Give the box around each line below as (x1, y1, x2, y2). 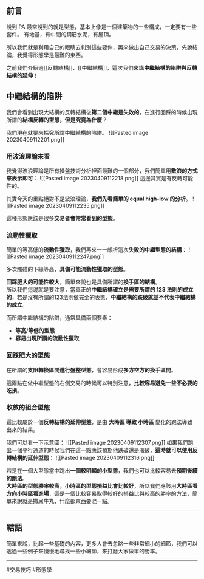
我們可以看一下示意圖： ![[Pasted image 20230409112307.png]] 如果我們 (6, 439, 188, 446)
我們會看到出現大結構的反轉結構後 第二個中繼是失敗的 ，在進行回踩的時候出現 (6, 108, 198, 115)
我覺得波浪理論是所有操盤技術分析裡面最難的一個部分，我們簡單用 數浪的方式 (6, 166, 198, 174)
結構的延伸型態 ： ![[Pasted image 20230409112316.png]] (11, 454, 155, 461)
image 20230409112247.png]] (29, 253, 104, 260)
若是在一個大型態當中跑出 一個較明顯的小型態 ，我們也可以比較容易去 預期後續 (6, 467, 198, 474)
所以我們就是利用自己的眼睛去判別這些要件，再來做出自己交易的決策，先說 (6, 43, 192, 50)
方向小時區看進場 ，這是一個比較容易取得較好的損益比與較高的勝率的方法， (6, 490, 192, 497)
